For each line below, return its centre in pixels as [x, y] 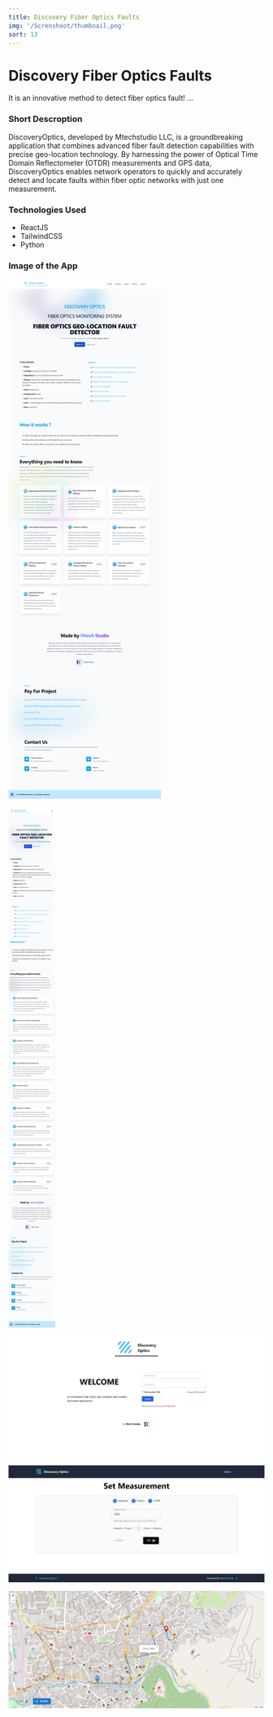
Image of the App [43, 266]
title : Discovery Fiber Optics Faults [74, 17]
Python [32, 245]
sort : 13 [23, 34]
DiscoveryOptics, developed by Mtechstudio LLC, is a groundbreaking [126, 137]
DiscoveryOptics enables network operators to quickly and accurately [125, 172]
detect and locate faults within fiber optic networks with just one [116, 180]
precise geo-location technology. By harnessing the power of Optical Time [133, 154]
